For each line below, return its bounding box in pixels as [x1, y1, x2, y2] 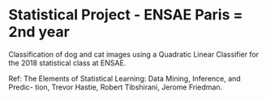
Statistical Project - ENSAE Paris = [8, 6, 243, 24]
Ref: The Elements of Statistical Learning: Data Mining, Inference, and [8, 73, 241, 83]
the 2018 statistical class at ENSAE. [8, 58, 127, 68]
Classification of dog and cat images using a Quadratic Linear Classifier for [8, 49, 260, 59]
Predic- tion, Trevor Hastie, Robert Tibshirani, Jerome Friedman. [8, 82, 223, 92]
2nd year [8, 23, 71, 41]
